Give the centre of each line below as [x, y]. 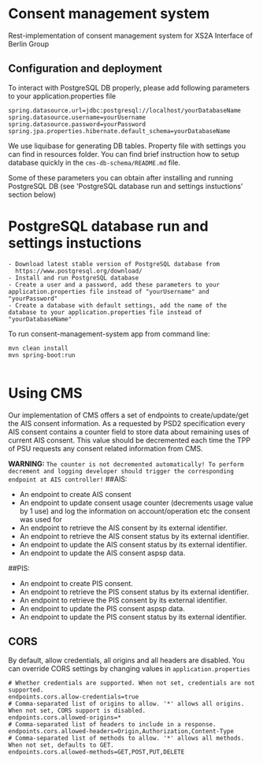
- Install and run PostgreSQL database [74, 278]
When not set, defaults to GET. [61, 745]
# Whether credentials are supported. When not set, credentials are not [132, 683]
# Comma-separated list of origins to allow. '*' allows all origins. [126, 704]
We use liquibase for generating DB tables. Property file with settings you [127, 146]
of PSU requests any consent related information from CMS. [106, 448]
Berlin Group [29, 43]
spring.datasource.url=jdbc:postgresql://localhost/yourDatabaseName [125, 110]
